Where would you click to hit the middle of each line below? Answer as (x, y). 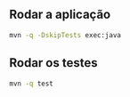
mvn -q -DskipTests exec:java (65, 35)
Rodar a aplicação (60, 15)
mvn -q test (31, 84)
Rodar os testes (53, 63)
